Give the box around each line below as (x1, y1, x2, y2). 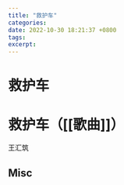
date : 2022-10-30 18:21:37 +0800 (8, 26, 117, 34)
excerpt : (8, 41, 37, 49)
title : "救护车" (8, 11, 58, 20)
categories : (8, 19, 47, 27)
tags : (8, 33, 26, 42)
